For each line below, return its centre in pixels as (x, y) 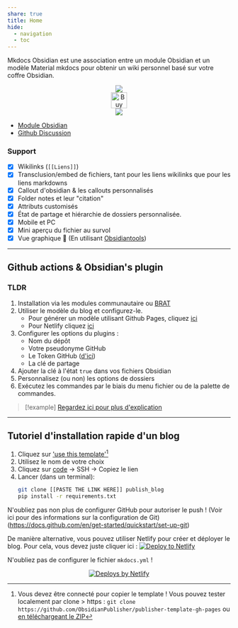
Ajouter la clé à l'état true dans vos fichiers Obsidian (94, 371)
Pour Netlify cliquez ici (61, 326)
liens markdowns (42, 183)
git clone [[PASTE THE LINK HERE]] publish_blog (91, 490)
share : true (25, 14)
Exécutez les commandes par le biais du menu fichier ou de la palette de (124, 386)
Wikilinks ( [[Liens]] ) (48, 166)
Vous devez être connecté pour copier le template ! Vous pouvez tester (121, 594)
